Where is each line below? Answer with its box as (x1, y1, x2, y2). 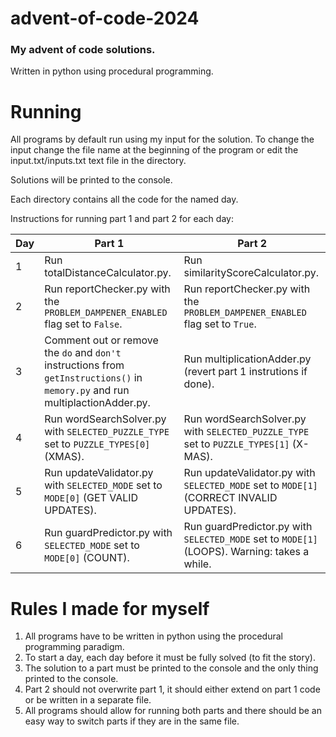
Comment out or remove (44, 333, 159, 347)
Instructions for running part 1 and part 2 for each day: (10, 213, 234, 225)
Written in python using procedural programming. (10, 65, 214, 77)
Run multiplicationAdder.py (183, 352, 312, 366)
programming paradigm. (24, 641, 125, 653)
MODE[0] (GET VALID (44, 491, 139, 505)
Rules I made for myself (10, 597, 210, 620)
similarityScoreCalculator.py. (183, 266, 320, 280)
